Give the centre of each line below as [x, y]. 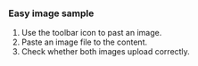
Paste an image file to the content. [84, 42]
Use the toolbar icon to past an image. [91, 33]
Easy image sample [51, 13]
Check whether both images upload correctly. [106, 52]
